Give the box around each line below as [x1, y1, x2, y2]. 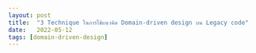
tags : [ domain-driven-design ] [8, 33, 109, 41]
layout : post [8, 11, 52, 19]
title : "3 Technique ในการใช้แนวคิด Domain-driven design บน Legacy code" [8, 19, 249, 26]
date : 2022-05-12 [8, 26, 73, 34]
